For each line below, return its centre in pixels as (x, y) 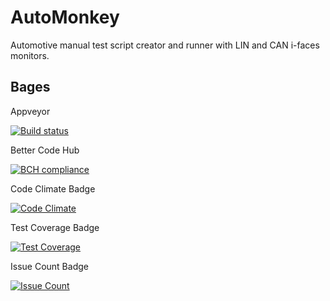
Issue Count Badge (49, 266)
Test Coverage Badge (55, 227)
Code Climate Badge (53, 188)
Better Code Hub (45, 150)
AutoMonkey (65, 17)
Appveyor (30, 111)
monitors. (30, 55)
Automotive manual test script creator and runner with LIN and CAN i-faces (165, 45)
